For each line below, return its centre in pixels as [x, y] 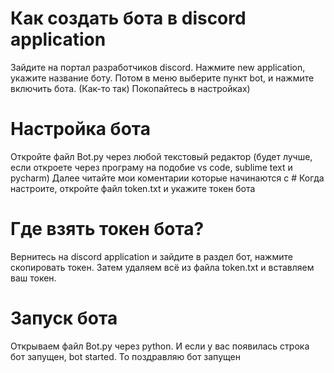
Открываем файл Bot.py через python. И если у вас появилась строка [160, 346]
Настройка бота [80, 129]
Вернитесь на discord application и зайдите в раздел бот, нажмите [151, 256]
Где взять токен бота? [107, 229]
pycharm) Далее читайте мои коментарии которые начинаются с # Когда [167, 178]
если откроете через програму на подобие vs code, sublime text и [151, 167]
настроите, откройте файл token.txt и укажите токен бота [133, 188]
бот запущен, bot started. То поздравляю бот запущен [125, 356]
